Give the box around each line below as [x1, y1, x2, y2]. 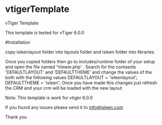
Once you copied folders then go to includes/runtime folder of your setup [5, 58, 156, 64]
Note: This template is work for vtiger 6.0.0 [5, 95, 93, 101]
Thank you [5, 114, 27, 120]
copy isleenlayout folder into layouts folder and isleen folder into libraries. [5, 49, 156, 55]
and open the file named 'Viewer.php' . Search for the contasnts [5, 64, 136, 70]
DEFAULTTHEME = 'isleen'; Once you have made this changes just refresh [5, 80, 158, 86]
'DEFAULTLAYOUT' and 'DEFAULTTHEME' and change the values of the [5, 69, 152, 75]
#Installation [5, 39, 31, 45]
